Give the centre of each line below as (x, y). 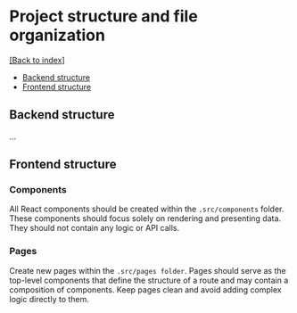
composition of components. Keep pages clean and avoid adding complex (146, 289)
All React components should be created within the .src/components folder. (147, 209)
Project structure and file (103, 16)
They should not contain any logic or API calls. (95, 228)
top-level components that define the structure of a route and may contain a (149, 280)
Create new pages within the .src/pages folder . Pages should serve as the (148, 270)
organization (57, 35)
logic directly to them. (49, 299)
